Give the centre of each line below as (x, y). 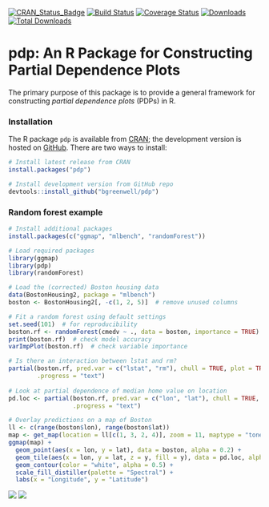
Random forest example (56, 212)
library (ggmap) (34, 258)
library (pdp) (30, 266)
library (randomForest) (46, 273)
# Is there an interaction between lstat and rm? (93, 361)
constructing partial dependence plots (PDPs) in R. (92, 101)
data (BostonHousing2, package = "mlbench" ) (82, 295)
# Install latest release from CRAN (69, 163)
